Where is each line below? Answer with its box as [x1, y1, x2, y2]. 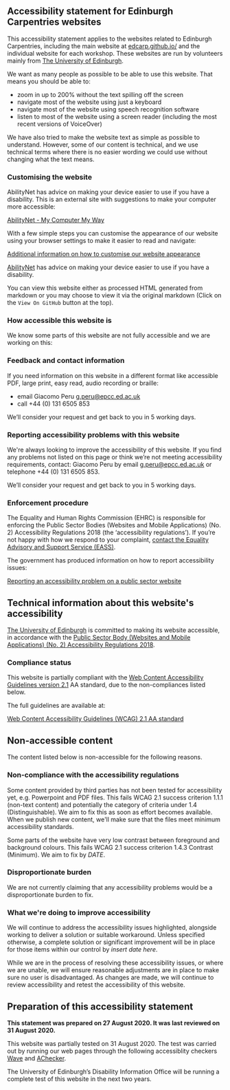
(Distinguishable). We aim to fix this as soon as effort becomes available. [7, 808, 213, 816]
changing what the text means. [7, 155, 95, 163]
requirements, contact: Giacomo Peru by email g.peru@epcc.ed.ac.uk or [7, 461, 212, 468]
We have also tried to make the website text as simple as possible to [7, 133, 200, 141]
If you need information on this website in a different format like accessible [7, 371, 218, 379]
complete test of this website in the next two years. [7, 1074, 152, 1083]
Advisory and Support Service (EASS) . [7, 543, 116, 552]
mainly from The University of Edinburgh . [7, 56, 124, 65]
